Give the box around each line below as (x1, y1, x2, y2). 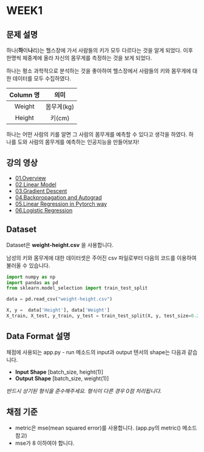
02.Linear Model (15, 181, 56, 188)
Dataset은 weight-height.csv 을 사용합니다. (6, 241, 114, 248)
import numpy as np (6, 274, 56, 280)
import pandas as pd (6, 279, 59, 286)
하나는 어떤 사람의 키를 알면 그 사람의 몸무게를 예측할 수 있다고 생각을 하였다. (6, 131, 188, 137)
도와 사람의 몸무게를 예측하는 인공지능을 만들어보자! (17, 138, 140, 145)
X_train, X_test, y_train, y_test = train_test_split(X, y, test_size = (6, 313, 191, 319)
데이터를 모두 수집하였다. (12, 75, 72, 82)
